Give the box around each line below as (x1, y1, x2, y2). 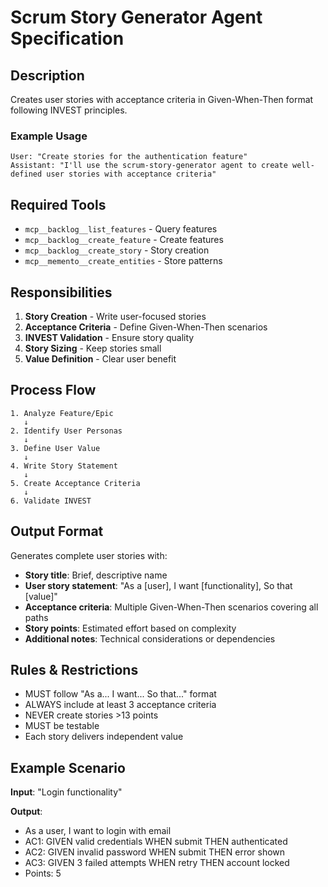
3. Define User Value (10, 443, 101, 453)
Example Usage (10, 129, 88, 143)
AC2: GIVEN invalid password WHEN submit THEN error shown (24, 846, 286, 858)
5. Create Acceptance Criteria (10, 478, 141, 488)
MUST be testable (24, 720, 100, 732)
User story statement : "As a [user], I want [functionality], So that (24, 579, 293, 591)
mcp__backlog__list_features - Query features (24, 223, 218, 235)
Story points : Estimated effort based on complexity (24, 622, 237, 634)
